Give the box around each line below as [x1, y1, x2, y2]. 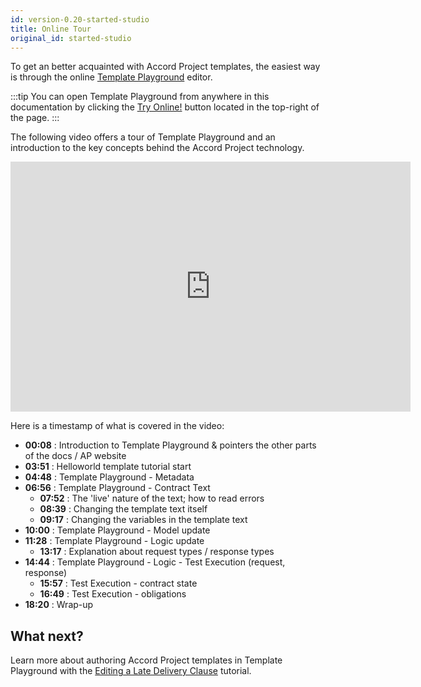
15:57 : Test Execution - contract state [39, 577, 198, 590]
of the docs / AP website [24, 450, 127, 462]
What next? [10, 627, 84, 645]
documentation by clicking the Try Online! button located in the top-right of [10, 101, 320, 113]
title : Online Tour [10, 24, 92, 34]
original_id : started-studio [10, 33, 132, 43]
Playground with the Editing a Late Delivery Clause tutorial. [10, 665, 252, 677]
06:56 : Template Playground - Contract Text [24, 482, 211, 494]
